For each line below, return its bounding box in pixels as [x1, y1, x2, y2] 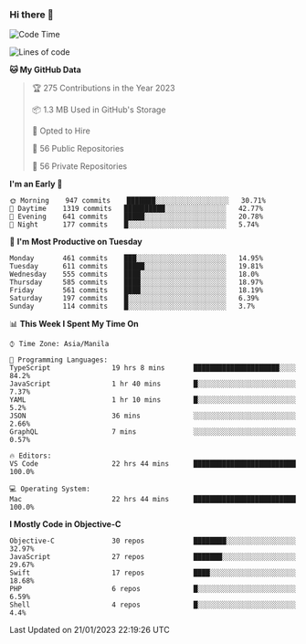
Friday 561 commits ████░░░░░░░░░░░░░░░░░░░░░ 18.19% [9, 286, 263, 295]
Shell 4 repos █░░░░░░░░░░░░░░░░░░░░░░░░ [9, 600, 297, 610]
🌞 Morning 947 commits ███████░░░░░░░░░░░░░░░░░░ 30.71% [9, 196, 267, 206]
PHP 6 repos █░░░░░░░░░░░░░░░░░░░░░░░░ [9, 585, 297, 594]
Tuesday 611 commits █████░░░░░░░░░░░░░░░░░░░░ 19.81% [9, 262, 263, 271]
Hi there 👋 [9, 8, 55, 21]
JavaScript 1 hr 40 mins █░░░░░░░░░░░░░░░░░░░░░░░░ [9, 379, 297, 389]
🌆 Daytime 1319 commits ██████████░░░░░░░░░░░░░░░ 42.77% [9, 205, 263, 214]
